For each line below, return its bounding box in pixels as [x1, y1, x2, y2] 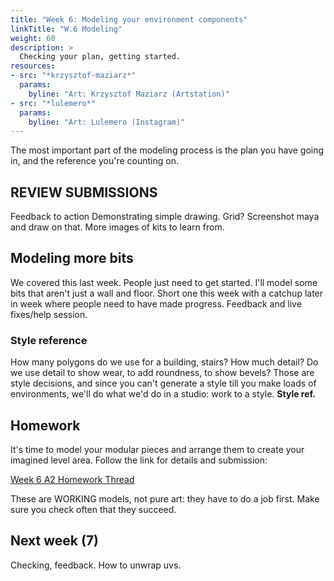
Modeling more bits [10, 250, 134, 267]
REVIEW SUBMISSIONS [10, 184, 158, 201]
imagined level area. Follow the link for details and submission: [10, 454, 268, 466]
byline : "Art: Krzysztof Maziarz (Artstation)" [28, 89, 230, 99]
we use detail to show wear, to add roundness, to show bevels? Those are [10, 367, 315, 379]
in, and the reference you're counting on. [10, 155, 179, 167]
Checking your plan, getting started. [19, 52, 182, 62]
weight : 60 [10, 33, 56, 43]
